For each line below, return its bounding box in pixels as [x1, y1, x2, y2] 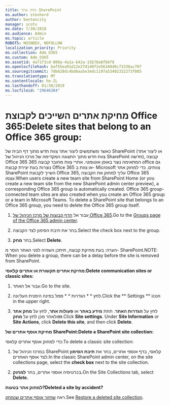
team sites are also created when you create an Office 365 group [28, 191, 165, 197]
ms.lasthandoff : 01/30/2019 [5, 83, 65, 88]
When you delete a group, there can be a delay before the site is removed [5, 252, 159, 258]
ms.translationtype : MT [5, 74, 56, 79]
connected [5, 191, 28, 197]
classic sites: [5, 273, 34, 279]
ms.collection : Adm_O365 [5, 50, 58, 55]
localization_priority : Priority [5, 45, 76, 50]
